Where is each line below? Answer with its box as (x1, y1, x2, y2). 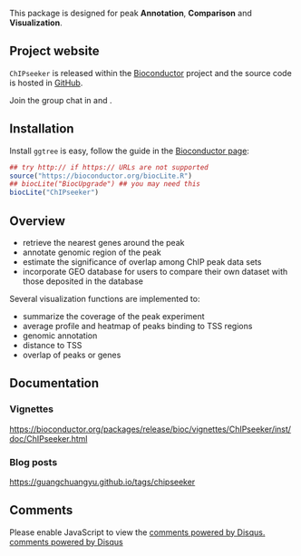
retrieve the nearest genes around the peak (22, 237, 185, 248)
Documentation (9, 376, 100, 391)
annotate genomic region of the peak (22, 247, 161, 258)
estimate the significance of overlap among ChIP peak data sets (22, 256, 262, 267)
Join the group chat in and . (9, 94, 112, 105)
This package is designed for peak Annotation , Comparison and (9, 8, 252, 18)
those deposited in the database (22, 276, 143, 287)
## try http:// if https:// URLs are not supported (9, 162, 209, 171)
